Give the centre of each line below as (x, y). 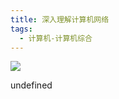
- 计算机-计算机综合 (56, 38)
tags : (21, 29)
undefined (31, 85)
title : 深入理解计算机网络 (60, 19)
